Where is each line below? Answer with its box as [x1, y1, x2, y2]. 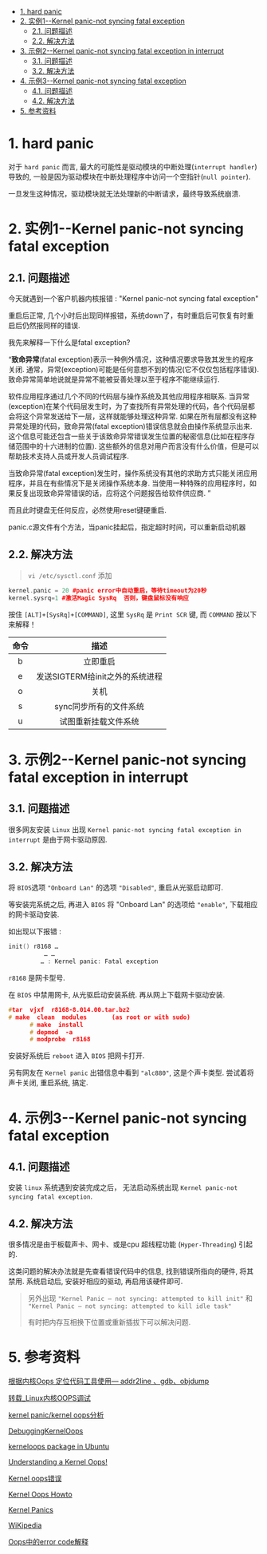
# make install [29, 1021, 84, 1029]
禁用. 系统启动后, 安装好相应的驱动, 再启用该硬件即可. [8, 1277, 183, 1286]
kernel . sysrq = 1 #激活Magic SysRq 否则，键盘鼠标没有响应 [8, 594, 190, 602]
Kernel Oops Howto [8, 1489, 73, 1500]
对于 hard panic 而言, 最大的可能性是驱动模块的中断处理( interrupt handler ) [8, 161, 257, 171]
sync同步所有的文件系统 [54, 700, 145, 712]
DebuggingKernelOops [8, 1426, 84, 1436]
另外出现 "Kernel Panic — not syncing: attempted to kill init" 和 [27, 1294, 253, 1303]
